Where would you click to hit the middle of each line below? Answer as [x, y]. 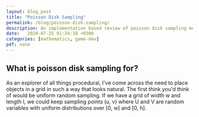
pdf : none [18, 45]
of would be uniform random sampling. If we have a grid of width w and [93, 95]
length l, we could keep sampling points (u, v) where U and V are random [95, 102]
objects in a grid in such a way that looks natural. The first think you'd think [98, 89]
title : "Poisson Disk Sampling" [46, 17]
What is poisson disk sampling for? [72, 69]
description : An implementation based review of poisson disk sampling [96, 28]
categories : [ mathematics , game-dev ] [53, 39]
